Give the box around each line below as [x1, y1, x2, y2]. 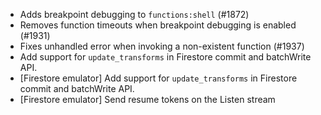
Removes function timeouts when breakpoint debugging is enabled [19, 19, 297, 31]
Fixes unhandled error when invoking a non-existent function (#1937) [19, 40, 305, 52]
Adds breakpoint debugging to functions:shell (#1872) [19, 9, 250, 20]
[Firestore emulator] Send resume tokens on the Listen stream [19, 94, 276, 105]
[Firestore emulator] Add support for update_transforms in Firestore [19, 72, 298, 84]
